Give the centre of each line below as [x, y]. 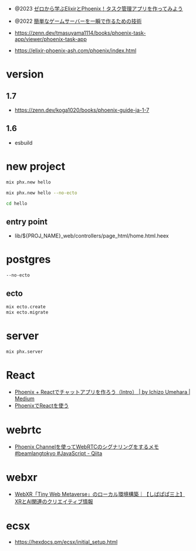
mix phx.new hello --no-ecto [42, 193]
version [25, 74]
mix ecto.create [26, 307]
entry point [27, 221]
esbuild [23, 142]
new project [36, 166]
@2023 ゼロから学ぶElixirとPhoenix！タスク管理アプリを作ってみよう [99, 9]
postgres [28, 260]
